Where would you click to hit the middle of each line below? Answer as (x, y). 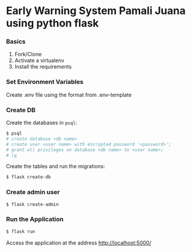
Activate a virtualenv (39, 60)
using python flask (52, 23)
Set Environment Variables (45, 82)
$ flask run (21, 231)
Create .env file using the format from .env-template (69, 94)
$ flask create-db (28, 177)
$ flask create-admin (33, 204)
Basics (16, 42)
